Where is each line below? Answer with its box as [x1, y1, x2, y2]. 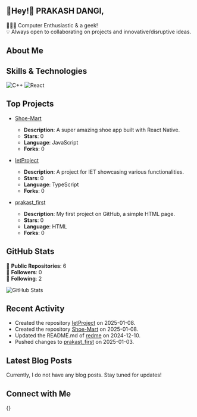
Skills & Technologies [6, 66, 87, 76]
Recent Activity [6, 304, 65, 314]
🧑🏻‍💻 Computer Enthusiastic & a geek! [6, 21, 98, 29]
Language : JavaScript [23, 139, 79, 146]
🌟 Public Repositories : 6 [6, 262, 67, 269]
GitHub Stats [6, 246, 55, 256]
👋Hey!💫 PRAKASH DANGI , [6, 6, 104, 16]
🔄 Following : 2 [6, 275, 42, 282]
